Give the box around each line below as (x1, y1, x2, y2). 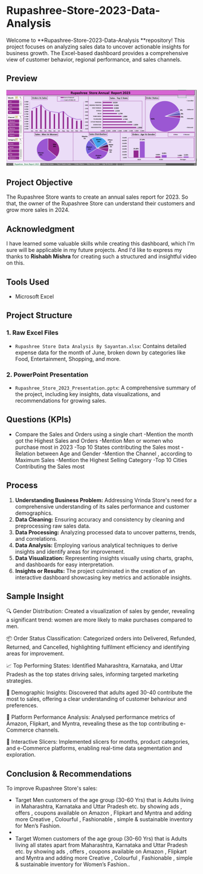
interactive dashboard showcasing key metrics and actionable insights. (14, 574, 192, 581)
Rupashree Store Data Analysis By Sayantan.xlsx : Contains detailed (14, 342, 187, 349)
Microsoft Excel (14, 293, 54, 300)
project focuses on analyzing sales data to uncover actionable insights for (6, 43, 190, 50)
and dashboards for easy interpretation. (14, 561, 114, 568)
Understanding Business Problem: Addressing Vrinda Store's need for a (14, 496, 197, 503)
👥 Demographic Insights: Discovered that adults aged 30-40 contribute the (6, 689, 193, 697)
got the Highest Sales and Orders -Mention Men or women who (14, 437, 173, 444)
